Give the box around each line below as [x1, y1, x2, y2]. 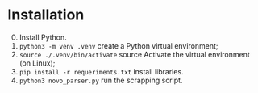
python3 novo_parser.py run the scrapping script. [19, 75, 183, 85]
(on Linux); [19, 58, 56, 68]
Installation [7, 6, 85, 24]
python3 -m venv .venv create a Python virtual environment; [19, 40, 218, 50]
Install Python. [19, 32, 68, 42]
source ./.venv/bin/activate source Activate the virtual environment [19, 49, 251, 59]
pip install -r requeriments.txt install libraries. [19, 66, 184, 76]
